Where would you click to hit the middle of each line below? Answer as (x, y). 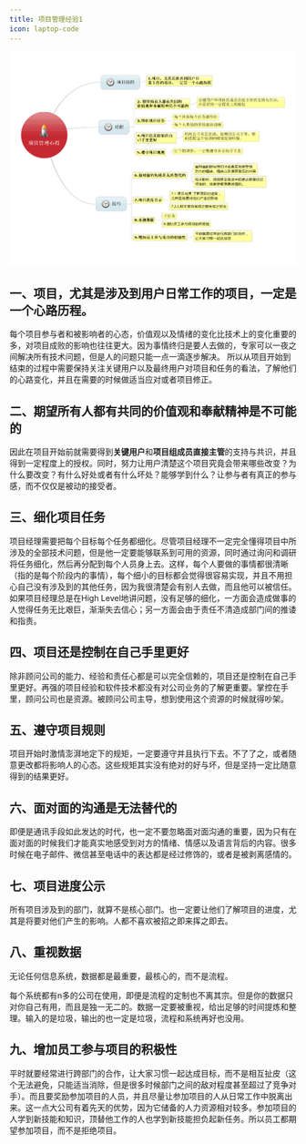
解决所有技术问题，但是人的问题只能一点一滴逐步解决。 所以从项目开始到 (154, 357)
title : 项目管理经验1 (46, 19)
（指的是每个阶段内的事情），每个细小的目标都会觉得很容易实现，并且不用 (147, 575)
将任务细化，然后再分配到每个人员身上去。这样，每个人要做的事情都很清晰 (149, 564)
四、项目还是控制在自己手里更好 (99, 653)
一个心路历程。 (51, 310)
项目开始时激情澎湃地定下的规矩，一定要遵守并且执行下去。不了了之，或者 (149, 754)
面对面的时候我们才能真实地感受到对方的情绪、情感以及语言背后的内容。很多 (153, 843)
